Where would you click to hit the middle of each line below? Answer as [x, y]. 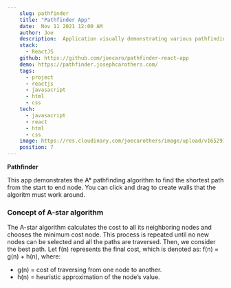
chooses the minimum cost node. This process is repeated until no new [108, 235]
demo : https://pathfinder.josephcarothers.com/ [89, 64]
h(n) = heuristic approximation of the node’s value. [88, 277]
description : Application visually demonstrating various [106, 39]
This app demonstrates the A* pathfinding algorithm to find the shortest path [115, 180]
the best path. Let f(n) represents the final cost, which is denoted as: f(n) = [113, 249]
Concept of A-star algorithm [55, 212]
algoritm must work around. [46, 195]
